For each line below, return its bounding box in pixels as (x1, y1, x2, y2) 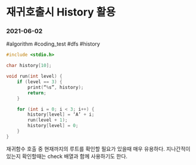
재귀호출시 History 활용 (6, 5, 116, 19)
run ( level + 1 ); (27, 117, 68, 123)
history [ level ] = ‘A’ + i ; (27, 112, 95, 118)
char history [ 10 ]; (6, 63, 52, 69)
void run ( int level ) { (6, 74, 63, 80)
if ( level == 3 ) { (17, 79, 63, 85)
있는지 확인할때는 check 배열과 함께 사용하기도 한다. (6, 153, 128, 160)
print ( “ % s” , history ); (27, 84, 84, 90)
